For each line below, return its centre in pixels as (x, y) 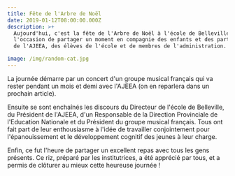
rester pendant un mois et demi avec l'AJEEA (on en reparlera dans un (108, 86)
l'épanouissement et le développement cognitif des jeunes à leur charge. (112, 136)
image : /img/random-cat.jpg (48, 59)
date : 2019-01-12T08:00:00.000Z (54, 20)
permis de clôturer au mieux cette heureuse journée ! (84, 165)
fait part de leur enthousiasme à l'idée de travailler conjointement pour (108, 129)
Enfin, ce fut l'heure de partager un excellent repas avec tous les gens (108, 150)
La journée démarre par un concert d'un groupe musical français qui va (110, 78)
